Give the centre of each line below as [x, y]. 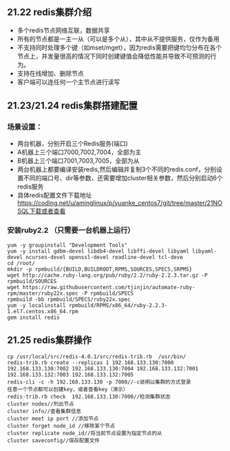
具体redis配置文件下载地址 [54, 195]
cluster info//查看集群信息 [44, 411]
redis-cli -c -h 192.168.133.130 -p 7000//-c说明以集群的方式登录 [99, 382]
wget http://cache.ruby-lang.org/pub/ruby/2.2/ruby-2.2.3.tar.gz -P [107, 275]
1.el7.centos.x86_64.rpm [43, 311]
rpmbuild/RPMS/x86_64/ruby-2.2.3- [118, 305]
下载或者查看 [48, 211]
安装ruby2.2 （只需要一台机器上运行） [71, 231]
